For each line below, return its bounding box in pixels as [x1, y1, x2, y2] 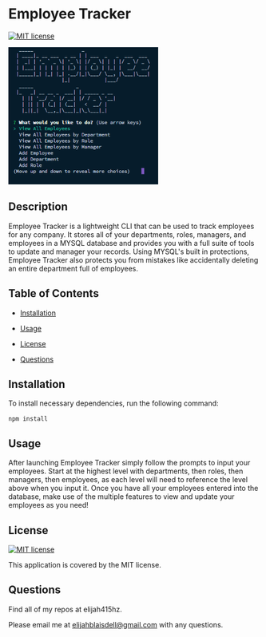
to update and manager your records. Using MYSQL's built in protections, [8, 247, 250, 256]
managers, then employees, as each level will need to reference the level [8, 475, 248, 485]
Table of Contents [8, 287, 100, 300]
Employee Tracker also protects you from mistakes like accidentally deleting [8, 255, 259, 264]
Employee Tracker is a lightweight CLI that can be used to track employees [8, 221, 255, 231]
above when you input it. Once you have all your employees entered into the [8, 484, 259, 493]
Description [8, 200, 68, 214]
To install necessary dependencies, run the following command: [8, 398, 219, 408]
